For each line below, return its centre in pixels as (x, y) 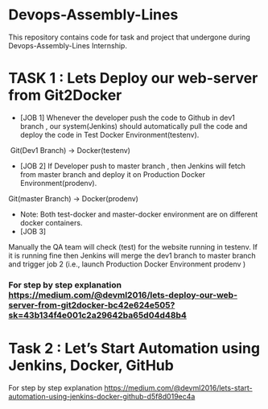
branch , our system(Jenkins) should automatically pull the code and (134, 126)
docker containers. (51, 222)
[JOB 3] (33, 231)
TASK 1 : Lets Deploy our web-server (133, 78)
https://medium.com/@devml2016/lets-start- (178, 387)
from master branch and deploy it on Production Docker (113, 174)
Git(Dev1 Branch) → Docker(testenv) (70, 150)
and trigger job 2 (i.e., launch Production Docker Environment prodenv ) (127, 264)
